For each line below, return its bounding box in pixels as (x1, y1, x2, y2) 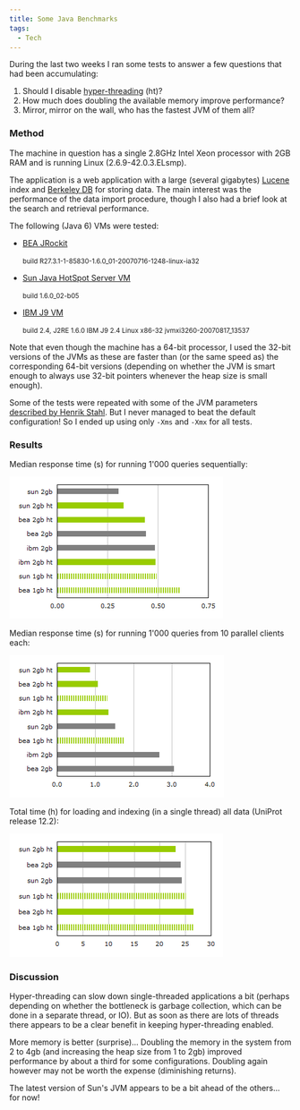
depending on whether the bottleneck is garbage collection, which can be (9, 1001, 282, 1012)
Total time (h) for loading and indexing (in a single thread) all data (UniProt (9, 806, 283, 816)
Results (9, 439, 43, 451)
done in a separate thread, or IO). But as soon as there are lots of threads (9, 1010, 279, 1020)
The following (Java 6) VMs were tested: (9, 220, 159, 231)
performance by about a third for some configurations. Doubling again (9, 1056, 269, 1067)
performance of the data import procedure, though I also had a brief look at (9, 193, 287, 204)
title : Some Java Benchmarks (9, 14, 118, 23)
